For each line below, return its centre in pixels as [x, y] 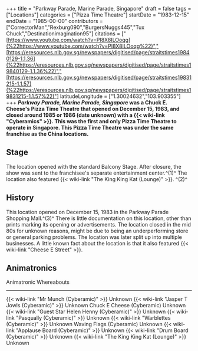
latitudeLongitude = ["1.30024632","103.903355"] [120, 96]
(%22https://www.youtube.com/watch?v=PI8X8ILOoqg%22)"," [82, 46]
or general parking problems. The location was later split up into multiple [94, 237]
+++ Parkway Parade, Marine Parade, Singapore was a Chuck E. [87, 102]
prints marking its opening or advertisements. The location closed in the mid [99, 224]
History [20, 198]
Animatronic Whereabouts [38, 282]
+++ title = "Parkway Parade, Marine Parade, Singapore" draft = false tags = [99, 9]
